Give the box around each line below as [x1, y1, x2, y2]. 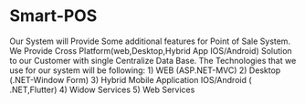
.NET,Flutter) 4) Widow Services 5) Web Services [9, 84, 195, 95]
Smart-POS [9, 5, 98, 26]
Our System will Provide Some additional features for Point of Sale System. [9, 36, 290, 47]
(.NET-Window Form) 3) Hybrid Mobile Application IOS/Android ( [9, 74, 253, 85]
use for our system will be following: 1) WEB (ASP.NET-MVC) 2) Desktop [9, 65, 281, 76]
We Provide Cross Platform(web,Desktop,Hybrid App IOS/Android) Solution [9, 45, 292, 56]
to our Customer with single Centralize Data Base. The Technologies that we [9, 55, 297, 66]
